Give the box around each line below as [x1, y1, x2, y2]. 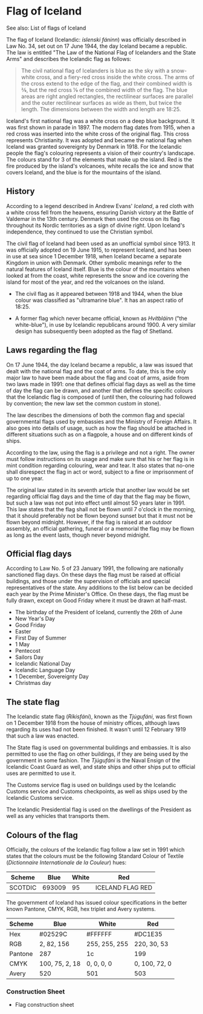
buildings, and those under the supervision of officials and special [6, 578, 170, 585]
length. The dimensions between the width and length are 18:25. [21, 105, 181, 113]
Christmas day [14, 679, 51, 687]
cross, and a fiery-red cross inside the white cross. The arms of [36, 73, 195, 80]
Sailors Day [14, 653, 44, 661]
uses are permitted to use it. [6, 770, 77, 777]
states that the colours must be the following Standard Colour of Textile [6, 852, 184, 860]
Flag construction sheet [14, 1001, 74, 1009]
